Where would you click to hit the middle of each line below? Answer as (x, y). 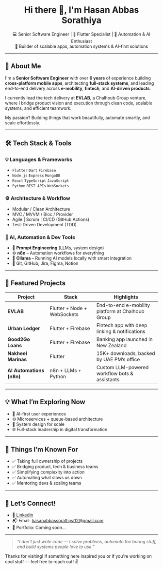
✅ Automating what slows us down (47, 478)
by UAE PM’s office (118, 359)
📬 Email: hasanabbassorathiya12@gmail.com (58, 521)
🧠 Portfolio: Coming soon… (39, 528)
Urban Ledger (24, 328)
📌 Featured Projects (35, 283)
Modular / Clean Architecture (41, 209)
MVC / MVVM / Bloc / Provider (42, 214)
